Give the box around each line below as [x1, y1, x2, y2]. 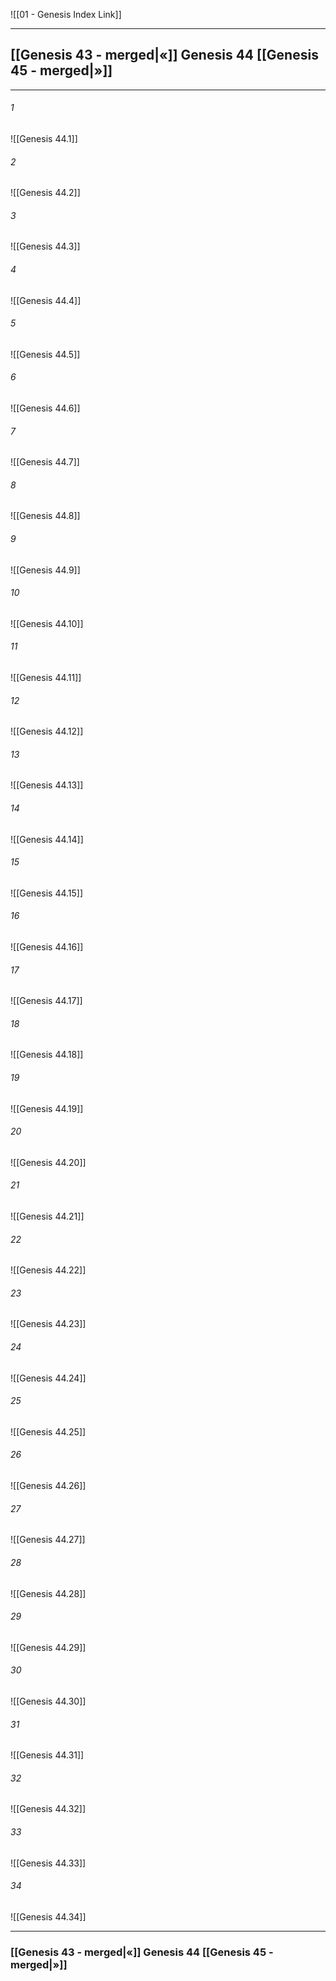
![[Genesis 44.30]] [10, 1695, 87, 1707]
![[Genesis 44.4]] [10, 294, 82, 306]
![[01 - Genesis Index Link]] [10, 9, 122, 20]
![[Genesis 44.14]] [10, 833, 84, 845]
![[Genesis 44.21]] [10, 1210, 85, 1223]
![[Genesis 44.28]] [10, 1587, 87, 1599]
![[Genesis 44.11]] [10, 672, 82, 684]
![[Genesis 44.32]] [10, 1803, 87, 1815]
